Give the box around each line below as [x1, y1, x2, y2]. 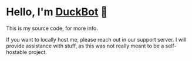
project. [28, 48, 47, 55]
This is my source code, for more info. [6, 25, 98, 32]
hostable [6, 48, 28, 55]
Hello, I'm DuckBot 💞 [6, 5, 107, 19]
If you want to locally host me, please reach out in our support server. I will [6, 36, 187, 43]
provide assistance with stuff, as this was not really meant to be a [6, 42, 164, 49]
